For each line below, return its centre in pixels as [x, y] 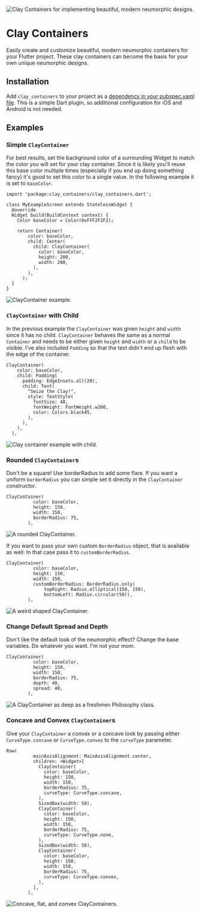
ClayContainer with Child [43, 316]
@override [24, 210]
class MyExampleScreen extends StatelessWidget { [70, 205]
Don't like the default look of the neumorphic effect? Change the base [92, 639]
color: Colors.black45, [63, 412]
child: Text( [38, 386]
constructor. [21, 486]
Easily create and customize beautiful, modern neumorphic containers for [97, 50]
